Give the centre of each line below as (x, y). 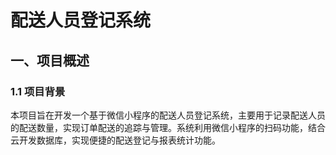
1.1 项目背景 (38, 91)
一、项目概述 (50, 60)
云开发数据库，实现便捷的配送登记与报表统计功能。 (115, 140)
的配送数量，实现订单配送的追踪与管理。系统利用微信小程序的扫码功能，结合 (168, 127)
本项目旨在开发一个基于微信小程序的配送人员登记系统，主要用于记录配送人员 (168, 115)
